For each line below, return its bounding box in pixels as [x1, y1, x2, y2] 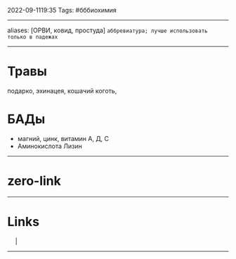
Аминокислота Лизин [17, 142, 82, 150]
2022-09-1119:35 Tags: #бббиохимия [7, 6, 117, 14]
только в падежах [7, 34, 58, 41]
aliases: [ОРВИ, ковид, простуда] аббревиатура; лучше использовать [7, 26, 209, 34]
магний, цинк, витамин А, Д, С [17, 134, 110, 142]
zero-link [7, 173, 61, 189]
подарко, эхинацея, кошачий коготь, [7, 86, 117, 95]
